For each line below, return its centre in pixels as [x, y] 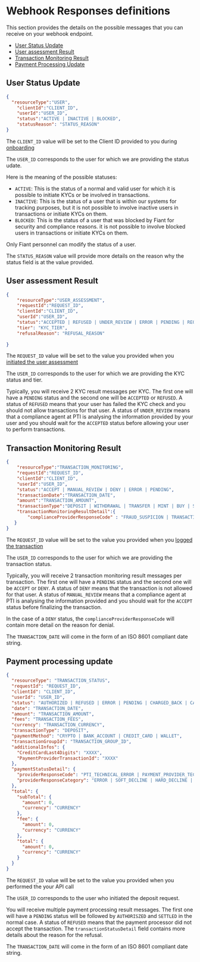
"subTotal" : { [34, 797]
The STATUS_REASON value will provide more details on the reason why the [95, 256]
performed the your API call [40, 886]
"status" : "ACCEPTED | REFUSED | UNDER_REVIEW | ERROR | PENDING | [101, 323]
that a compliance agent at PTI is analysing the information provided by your [100, 417]
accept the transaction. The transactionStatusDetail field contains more [96, 928]
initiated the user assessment [42, 362]
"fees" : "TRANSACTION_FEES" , [48, 719]
